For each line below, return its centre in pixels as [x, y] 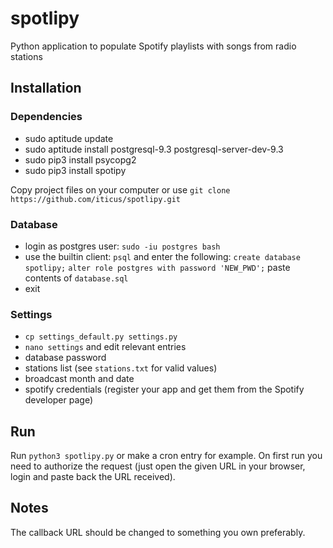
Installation [46, 88]
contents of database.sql [76, 278]
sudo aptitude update [69, 138]
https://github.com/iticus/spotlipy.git [96, 199]
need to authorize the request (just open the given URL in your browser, [158, 466]
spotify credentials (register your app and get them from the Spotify [164, 389]
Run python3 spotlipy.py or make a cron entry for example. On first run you [166, 456]
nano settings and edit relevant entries [105, 347]
